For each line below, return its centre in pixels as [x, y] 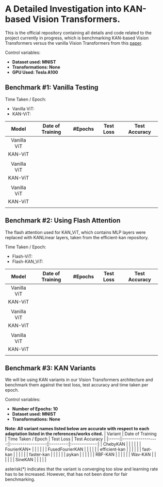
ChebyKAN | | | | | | [122, 444]
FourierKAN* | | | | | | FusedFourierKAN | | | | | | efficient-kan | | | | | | [73, 449]
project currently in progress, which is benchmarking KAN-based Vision [77, 38]
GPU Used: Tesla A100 [35, 72]
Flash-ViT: [22, 256]
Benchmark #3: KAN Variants [50, 368]
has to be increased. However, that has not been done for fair [66, 474]
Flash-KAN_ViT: [28, 261]
